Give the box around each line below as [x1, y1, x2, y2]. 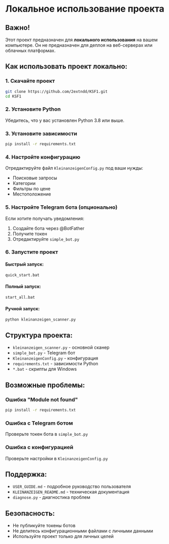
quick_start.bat [5, 272, 40, 277]
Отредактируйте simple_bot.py [12, 236, 80, 242]
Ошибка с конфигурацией [5, 444, 74, 451]
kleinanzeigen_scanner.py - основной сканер [12, 344, 110, 350]
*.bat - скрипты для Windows [12, 366, 77, 372]
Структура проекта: [5, 331, 73, 340]
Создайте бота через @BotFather [12, 225, 85, 231]
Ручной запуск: [5, 306, 40, 312]
